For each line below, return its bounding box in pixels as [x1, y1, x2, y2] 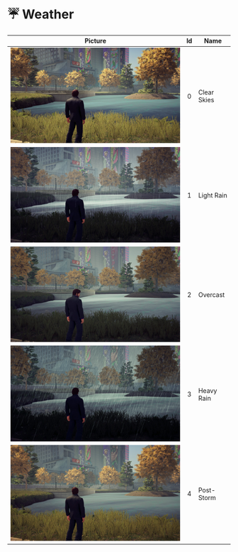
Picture [84, 37, 107, 45]
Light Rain [198, 191, 228, 200]
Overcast [198, 291, 225, 299]
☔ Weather [7, 6, 74, 23]
